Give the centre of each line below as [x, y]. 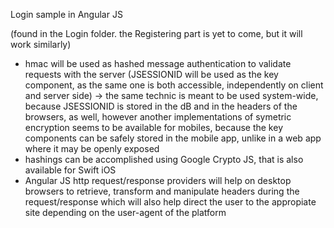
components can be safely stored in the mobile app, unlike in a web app [173, 138]
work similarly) [41, 44]
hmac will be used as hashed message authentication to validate [158, 63]
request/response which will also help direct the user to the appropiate [170, 202]
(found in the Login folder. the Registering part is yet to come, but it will [156, 33]
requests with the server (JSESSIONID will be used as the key [151, 74]
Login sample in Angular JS [66, 14]
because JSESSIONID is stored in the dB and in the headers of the [161, 106]
